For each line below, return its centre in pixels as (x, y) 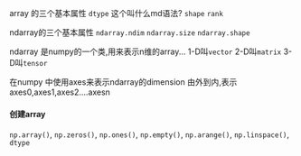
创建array (28, 114)
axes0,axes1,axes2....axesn (60, 92)
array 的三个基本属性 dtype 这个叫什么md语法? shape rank (117, 13)
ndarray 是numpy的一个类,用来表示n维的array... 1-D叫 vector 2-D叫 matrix (146, 51)
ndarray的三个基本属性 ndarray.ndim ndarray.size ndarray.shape (130, 32)
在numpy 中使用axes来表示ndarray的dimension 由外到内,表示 (123, 82)
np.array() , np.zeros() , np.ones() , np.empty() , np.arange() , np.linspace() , (150, 134)
